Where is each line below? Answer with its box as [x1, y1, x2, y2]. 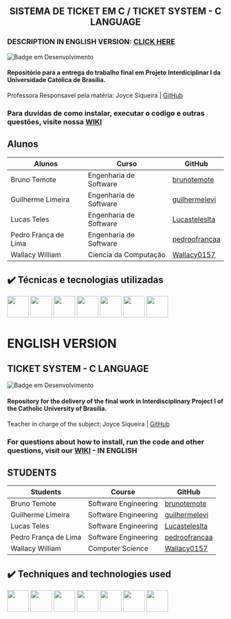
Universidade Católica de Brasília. [7, 76, 106, 84]
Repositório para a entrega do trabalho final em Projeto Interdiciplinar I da [7, 68, 221, 77]
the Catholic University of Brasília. [7, 404, 107, 413]
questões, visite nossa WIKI [7, 117, 102, 126]
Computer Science [88, 544, 149, 553]
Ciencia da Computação [88, 250, 166, 259]
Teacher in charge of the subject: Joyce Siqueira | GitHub [7, 420, 170, 428]
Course [111, 487, 135, 497]
